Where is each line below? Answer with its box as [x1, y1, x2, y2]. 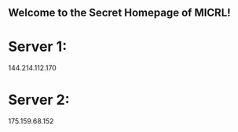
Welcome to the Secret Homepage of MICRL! [8, 6, 231, 20]
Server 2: [8, 91, 70, 109]
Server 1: [8, 37, 68, 55]
